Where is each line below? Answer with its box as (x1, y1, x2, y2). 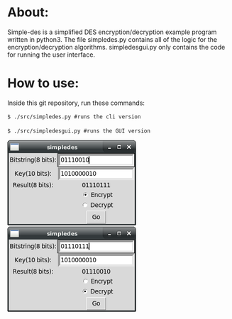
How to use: (7, 75, 79, 91)
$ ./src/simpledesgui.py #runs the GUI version (7, 127, 151, 135)
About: (7, 4, 49, 21)
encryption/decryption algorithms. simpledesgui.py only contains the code (7, 43, 226, 51)
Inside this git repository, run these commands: (7, 99, 145, 107)
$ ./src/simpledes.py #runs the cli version (7, 113, 141, 121)
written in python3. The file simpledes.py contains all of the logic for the (7, 35, 218, 43)
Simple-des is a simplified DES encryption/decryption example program (7, 28, 217, 36)
